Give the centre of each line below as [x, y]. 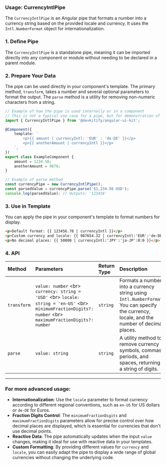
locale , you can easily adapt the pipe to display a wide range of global [84, 452]
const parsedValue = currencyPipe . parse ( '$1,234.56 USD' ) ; [67, 189]
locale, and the [137, 317]
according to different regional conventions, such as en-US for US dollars [86, 405]
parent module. [21, 63]
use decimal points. [32, 431]
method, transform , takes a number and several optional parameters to [77, 92]
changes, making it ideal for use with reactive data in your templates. [82, 442]
